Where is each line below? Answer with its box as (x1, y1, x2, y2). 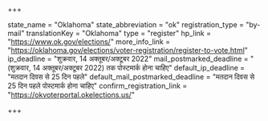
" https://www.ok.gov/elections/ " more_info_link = (7, 37, 170, 46)
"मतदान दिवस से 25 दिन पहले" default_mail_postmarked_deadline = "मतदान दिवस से (7, 72, 255, 81)
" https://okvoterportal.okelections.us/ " (7, 90, 136, 99)
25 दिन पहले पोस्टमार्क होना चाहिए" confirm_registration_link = (7, 81, 188, 91)
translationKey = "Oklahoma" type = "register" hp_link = (26, 29, 212, 38)
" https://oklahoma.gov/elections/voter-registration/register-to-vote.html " (7, 46, 248, 54)
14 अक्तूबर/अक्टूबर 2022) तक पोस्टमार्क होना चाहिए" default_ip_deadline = (32, 63, 246, 72)
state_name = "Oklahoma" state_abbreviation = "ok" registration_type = (7, 20, 245, 29)
